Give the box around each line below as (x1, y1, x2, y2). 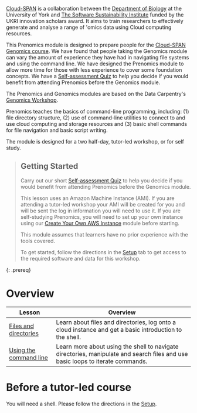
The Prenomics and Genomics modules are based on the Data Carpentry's (6, 91, 186, 97)
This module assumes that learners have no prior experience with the (20, 231, 189, 238)
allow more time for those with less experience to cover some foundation (6, 66, 182, 73)
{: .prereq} (6, 266, 31, 273)
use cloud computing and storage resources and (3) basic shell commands (6, 121, 188, 127)
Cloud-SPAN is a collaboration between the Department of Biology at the (6, 5, 182, 12)
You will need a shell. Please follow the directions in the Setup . (6, 400, 157, 407)
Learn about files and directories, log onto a (56, 318, 176, 326)
